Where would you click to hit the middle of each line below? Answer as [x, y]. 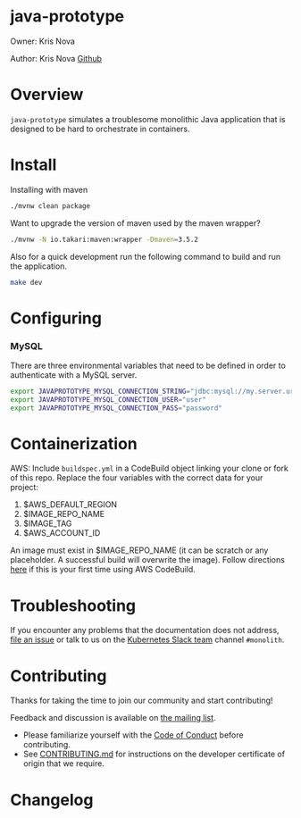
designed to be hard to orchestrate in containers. [100, 129]
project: [25, 488]
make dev [26, 282]
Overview [47, 95]
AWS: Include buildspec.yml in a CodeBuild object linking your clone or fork [150, 468]
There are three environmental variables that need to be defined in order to [148, 365]
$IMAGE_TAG [47, 523]
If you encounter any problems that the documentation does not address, [145, 630]
